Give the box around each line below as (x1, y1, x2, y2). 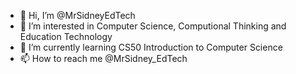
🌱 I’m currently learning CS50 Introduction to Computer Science (19, 41, 283, 53)
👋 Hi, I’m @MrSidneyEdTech (19, 10, 136, 21)
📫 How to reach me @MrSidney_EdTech (19, 53, 188, 64)
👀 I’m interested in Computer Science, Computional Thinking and (19, 20, 287, 32)
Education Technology (19, 31, 113, 42)
